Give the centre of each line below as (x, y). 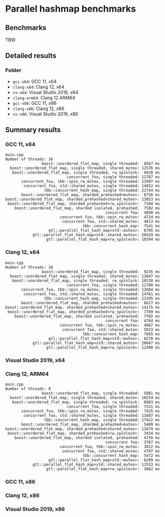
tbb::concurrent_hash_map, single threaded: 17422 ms (102, 420)
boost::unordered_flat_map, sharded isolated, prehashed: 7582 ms (87, 208)
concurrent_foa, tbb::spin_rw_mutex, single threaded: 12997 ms (90, 182)
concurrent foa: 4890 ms (133, 213)
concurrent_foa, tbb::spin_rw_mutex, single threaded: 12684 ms (90, 290)
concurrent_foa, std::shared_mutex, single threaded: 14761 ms (92, 294)
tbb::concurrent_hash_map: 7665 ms (121, 334)
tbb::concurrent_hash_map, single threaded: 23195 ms (102, 298)
